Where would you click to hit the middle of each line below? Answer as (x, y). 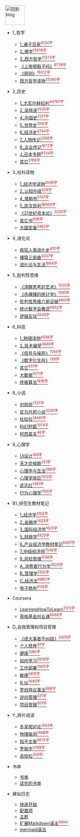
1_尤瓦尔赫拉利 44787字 (41, 103)
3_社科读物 (23, 172)
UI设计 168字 (31, 455)
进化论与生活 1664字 (38, 264)
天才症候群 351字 (35, 463)
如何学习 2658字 (34, 660)
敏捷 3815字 (30, 675)
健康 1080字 (30, 653)
